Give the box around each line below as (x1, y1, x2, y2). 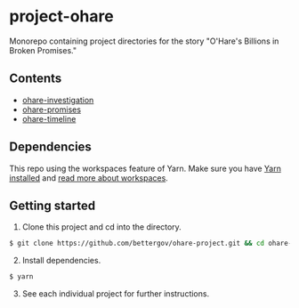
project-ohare (9, 6, 114, 27)
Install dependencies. (21, 255, 101, 266)
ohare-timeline (21, 113, 77, 124)
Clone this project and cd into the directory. (21, 222, 182, 232)
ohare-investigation (21, 94, 94, 105)
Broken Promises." (9, 45, 77, 55)
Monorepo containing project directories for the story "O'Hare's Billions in (9, 36, 279, 46)
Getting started (9, 198, 96, 213)
